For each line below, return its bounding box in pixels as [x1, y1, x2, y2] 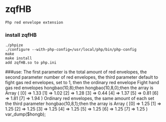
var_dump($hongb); [5, 111, 46, 118]
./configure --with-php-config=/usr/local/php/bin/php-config [5, 47, 137, 52]
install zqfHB [5, 31, 37, 38]
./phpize [5, 43, 23, 48]
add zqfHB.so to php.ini [5, 60, 57, 65]
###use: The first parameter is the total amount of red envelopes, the [5, 69, 147, 75]
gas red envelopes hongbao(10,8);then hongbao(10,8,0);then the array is [5, 85, 154, 91]
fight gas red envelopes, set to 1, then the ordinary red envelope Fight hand [5, 80, 159, 86]
